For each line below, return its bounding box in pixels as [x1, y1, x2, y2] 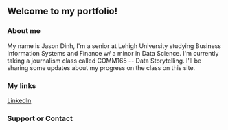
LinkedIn [7, 96, 32, 105]
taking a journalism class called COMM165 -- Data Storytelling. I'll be [7, 56, 202, 65]
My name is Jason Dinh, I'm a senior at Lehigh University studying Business [7, 41, 222, 50]
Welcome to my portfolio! [7, 6, 118, 17]
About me [7, 26, 41, 36]
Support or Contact [7, 113, 73, 123]
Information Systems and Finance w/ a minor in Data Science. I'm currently [7, 49, 219, 57]
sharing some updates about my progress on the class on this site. [7, 63, 196, 72]
